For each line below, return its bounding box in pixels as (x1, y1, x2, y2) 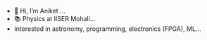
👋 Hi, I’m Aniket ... (13, 7, 65, 15)
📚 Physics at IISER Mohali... (13, 15, 96, 22)
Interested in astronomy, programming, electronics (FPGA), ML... (13, 25, 201, 33)
